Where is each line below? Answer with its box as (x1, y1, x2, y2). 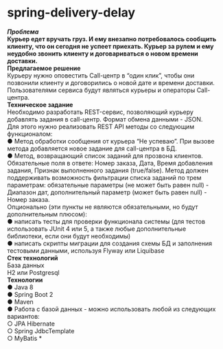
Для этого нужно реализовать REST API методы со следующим (7, 122, 194, 131)
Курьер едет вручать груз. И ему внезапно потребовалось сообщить (7, 34, 217, 43)
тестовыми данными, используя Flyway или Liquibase (7, 246, 165, 255)
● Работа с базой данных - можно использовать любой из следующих (7, 304, 216, 313)
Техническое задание (7, 100, 73, 109)
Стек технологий (7, 254, 58, 262)
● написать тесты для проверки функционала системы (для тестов (7, 217, 206, 225)
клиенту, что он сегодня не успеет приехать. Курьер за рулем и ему (7, 42, 214, 50)
